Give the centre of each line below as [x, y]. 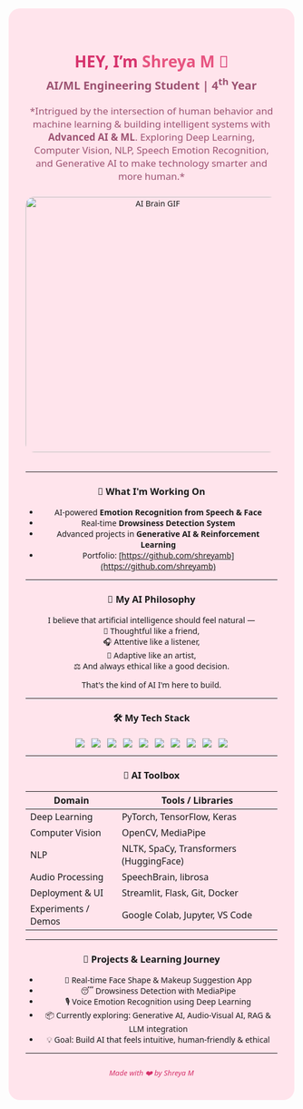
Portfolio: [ [102, 555]
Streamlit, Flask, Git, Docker [180, 892]
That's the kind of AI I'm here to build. [151, 685]
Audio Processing [67, 877]
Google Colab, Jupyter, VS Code [187, 915]
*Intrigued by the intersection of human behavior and [151, 111]
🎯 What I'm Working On [151, 491]
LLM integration [158, 1029]
